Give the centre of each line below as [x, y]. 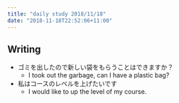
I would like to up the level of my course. [87, 92]
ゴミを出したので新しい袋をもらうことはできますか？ [96, 67]
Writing [24, 49]
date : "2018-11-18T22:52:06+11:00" [60, 21]
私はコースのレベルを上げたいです [67, 84]
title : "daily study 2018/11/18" [57, 14]
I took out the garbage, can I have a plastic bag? [99, 75]
